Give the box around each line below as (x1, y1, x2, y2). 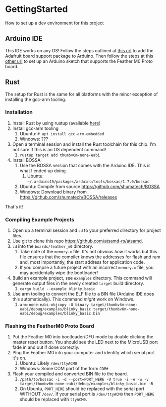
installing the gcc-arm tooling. (5, 96, 66, 102)
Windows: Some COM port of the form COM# (19, 366, 109, 372)
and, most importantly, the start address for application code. (19, 259, 145, 265)
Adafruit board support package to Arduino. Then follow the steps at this (5, 53, 154, 59)
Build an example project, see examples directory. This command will (12, 275, 152, 281)
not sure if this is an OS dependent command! (12, 146, 107, 152)
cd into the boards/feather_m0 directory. (12, 243, 93, 249)
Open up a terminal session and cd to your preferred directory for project (12, 227, 161, 233)
